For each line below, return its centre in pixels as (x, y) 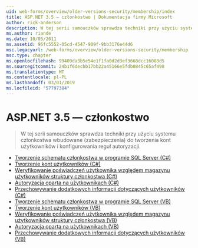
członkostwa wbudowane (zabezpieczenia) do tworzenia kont (95, 140)
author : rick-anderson (34, 22)
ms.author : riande (29, 34)
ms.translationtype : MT (35, 72)
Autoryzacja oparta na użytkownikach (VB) (67, 226)
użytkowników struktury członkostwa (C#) (66, 176)
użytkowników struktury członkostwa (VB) (66, 220)
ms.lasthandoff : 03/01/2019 (41, 83)
